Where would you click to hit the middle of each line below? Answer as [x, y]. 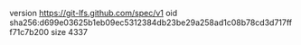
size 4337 [70, 32]
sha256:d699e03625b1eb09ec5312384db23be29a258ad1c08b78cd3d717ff [150, 22]
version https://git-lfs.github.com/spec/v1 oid [94, 13]
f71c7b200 [29, 32]
